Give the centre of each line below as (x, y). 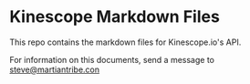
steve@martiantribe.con (55, 69)
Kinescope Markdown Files (115, 17)
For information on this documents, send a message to (112, 59)
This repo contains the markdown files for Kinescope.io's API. (125, 42)
